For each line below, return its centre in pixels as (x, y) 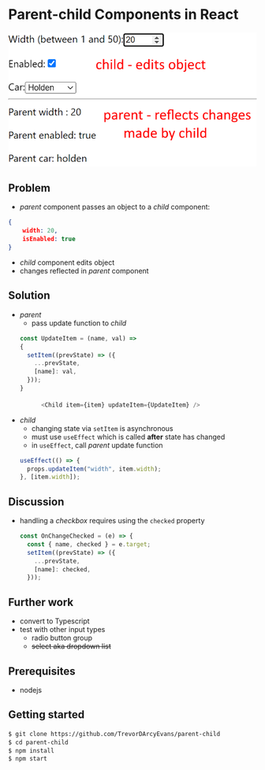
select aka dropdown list (71, 646)
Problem (30, 188)
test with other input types (62, 630)
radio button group (62, 638)
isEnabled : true (49, 239)
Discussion (36, 502)
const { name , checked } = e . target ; (89, 544)
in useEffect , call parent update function (97, 445)
